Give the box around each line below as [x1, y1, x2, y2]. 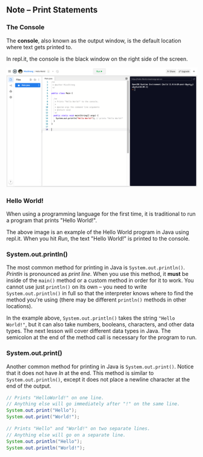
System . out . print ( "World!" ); [6, 414, 80, 420]
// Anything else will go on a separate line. [6, 431, 126, 438]
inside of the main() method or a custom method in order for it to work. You [6, 277, 194, 284]
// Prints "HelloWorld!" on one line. [6, 394, 104, 400]
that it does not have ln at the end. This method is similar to [6, 369, 155, 376]
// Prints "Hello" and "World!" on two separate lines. [6, 425, 150, 432]
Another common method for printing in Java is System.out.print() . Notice [6, 363, 194, 370]
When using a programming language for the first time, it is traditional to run [6, 210, 196, 218]
